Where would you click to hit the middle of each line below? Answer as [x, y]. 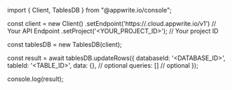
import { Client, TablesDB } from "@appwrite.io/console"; [89, 10]
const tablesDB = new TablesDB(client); [65, 44]
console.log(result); [35, 79]
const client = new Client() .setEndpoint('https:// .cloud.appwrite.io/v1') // [112, 23]
